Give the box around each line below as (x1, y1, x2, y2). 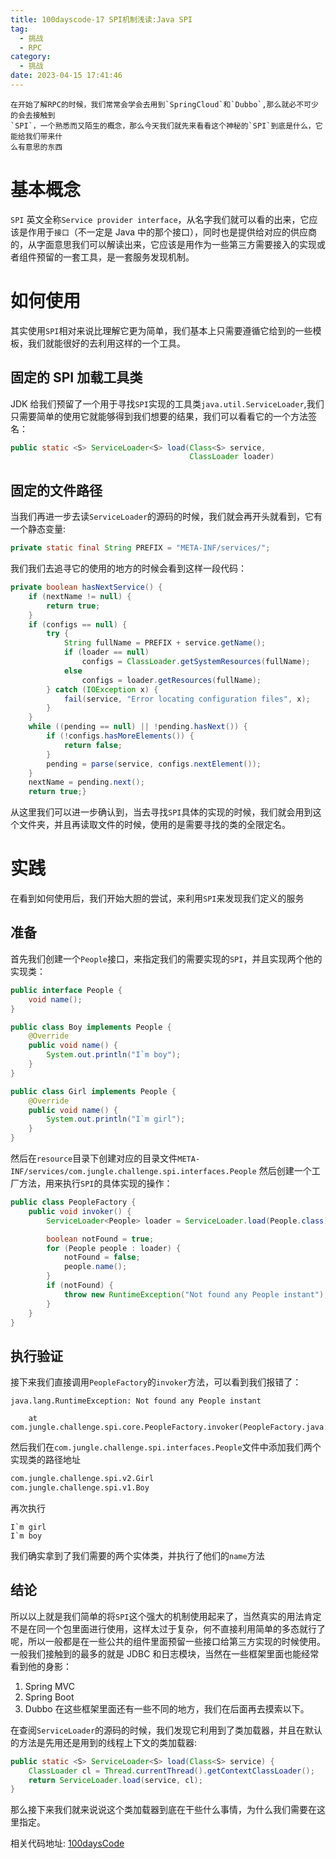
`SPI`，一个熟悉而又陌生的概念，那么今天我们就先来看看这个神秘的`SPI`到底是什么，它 (10, 121, 323, 131)
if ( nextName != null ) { (28, 591, 132, 601)
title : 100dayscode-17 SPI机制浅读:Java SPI (10, 14, 193, 25)
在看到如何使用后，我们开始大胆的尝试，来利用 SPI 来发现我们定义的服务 (10, 892, 305, 905)
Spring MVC (24, 1680, 76, 1692)
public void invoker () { (28, 1206, 132, 1216)
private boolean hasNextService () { (10, 582, 163, 592)
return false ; (63, 740, 123, 750)
